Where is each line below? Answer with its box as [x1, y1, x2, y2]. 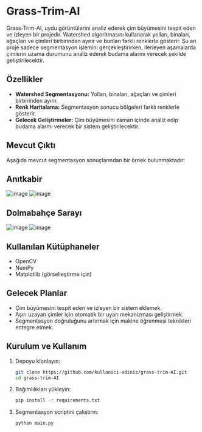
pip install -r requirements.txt [15, 397, 100, 403]
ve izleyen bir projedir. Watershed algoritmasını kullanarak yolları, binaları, [6, 30, 190, 38]
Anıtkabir [6, 174, 43, 184]
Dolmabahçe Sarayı [6, 208, 82, 218]
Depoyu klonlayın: [15, 357, 61, 365]
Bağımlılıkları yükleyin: [15, 386, 71, 393]
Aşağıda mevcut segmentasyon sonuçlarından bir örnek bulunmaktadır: [6, 156, 186, 163]
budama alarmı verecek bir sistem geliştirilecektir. [15, 123, 140, 130]
